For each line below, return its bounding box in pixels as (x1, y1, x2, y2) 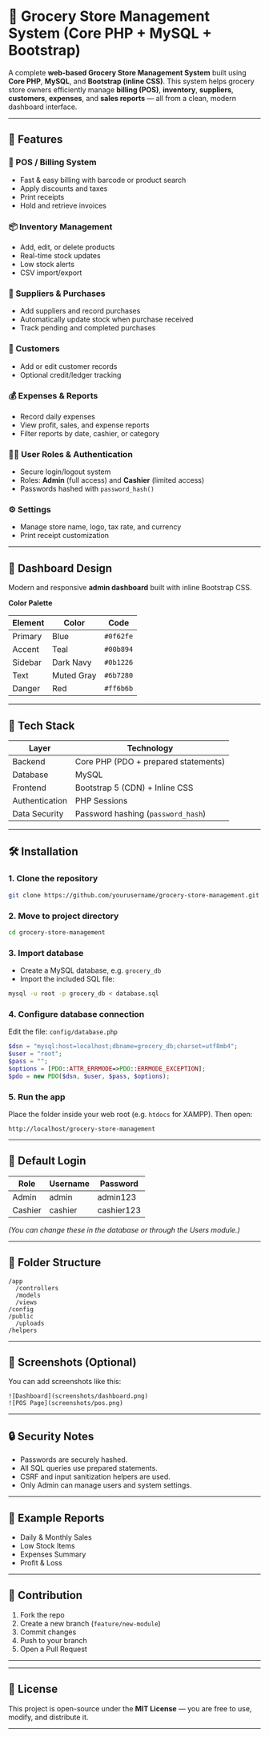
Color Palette (8, 598, 53, 608)
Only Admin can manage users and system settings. (19, 1480, 192, 1490)
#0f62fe (103, 632, 134, 641)
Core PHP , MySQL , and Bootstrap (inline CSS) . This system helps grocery (8, 76, 255, 86)
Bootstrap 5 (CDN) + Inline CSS (74, 782, 194, 793)
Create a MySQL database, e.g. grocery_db (19, 966, 162, 975)
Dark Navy (51, 657, 92, 668)
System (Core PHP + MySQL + (8, 24, 212, 43)
